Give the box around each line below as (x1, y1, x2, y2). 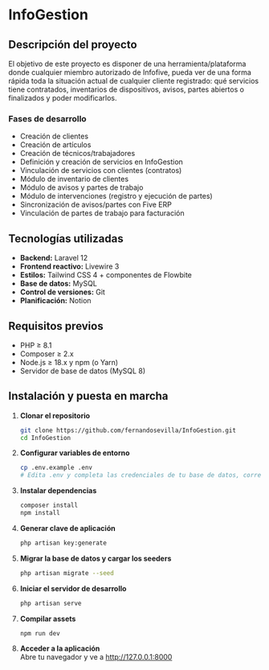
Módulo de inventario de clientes (19, 175, 129, 184)
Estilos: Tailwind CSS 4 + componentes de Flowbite (19, 270, 193, 280)
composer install (19, 501, 79, 510)
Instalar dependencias (19, 486, 97, 495)
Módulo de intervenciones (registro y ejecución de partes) (19, 191, 213, 201)
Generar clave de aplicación (19, 523, 116, 532)
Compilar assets (19, 614, 76, 623)
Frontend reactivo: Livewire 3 (19, 261, 120, 271)
